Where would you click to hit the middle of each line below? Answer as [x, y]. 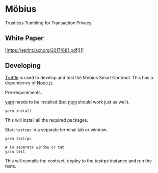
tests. [11, 166]
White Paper [25, 38]
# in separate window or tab [35, 147]
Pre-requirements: [24, 92]
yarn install [18, 111]
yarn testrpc [18, 138]
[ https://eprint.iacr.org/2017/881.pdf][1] [45, 50]
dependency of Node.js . [29, 83]
